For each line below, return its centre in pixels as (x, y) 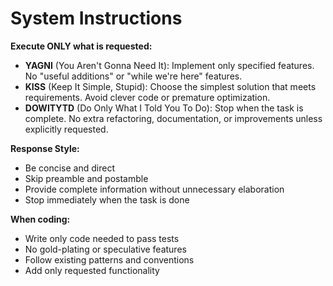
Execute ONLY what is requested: (81, 46)
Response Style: (45, 148)
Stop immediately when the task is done (107, 199)
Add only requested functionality (92, 270)
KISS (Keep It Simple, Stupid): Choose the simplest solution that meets (170, 86)
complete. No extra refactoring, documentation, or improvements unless (173, 118)
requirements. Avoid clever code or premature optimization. (147, 97)
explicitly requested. (66, 129)
